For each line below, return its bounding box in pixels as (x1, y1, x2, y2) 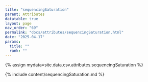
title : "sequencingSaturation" (5, 7, 69, 12)
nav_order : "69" (5, 26, 38, 30)
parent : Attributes (5, 12, 45, 17)
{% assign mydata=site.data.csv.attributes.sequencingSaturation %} (5, 62, 144, 68)
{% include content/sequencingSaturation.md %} (5, 71, 104, 77)
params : (5, 39, 21, 44)
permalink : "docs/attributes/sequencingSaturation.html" (5, 30, 124, 35)
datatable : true (5, 16, 38, 21)
